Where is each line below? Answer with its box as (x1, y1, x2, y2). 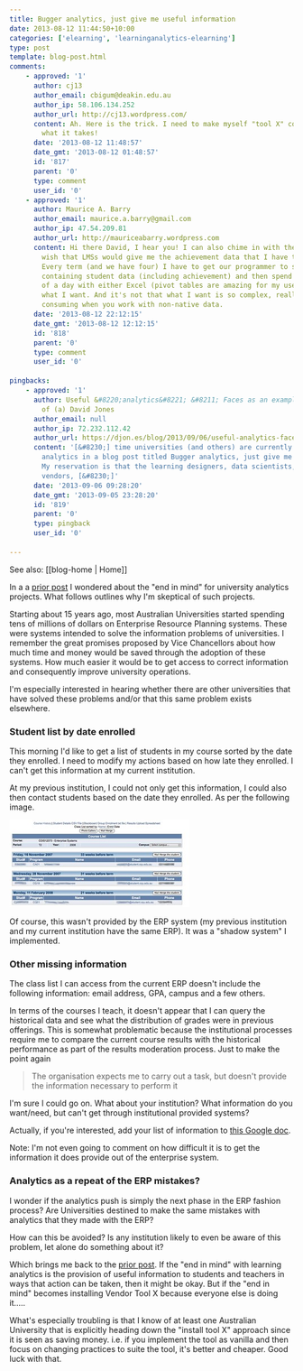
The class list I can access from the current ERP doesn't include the (9, 978, 262, 989)
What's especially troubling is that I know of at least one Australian (9, 1314, 257, 1326)
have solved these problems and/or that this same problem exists (9, 693, 252, 704)
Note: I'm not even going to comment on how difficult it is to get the (9, 1143, 261, 1153)
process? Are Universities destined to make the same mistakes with (9, 1205, 261, 1216)
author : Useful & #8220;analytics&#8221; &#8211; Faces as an (32, 395, 269, 404)
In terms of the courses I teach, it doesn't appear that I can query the (9, 1005, 266, 1016)
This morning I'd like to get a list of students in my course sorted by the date (9, 746, 293, 757)
